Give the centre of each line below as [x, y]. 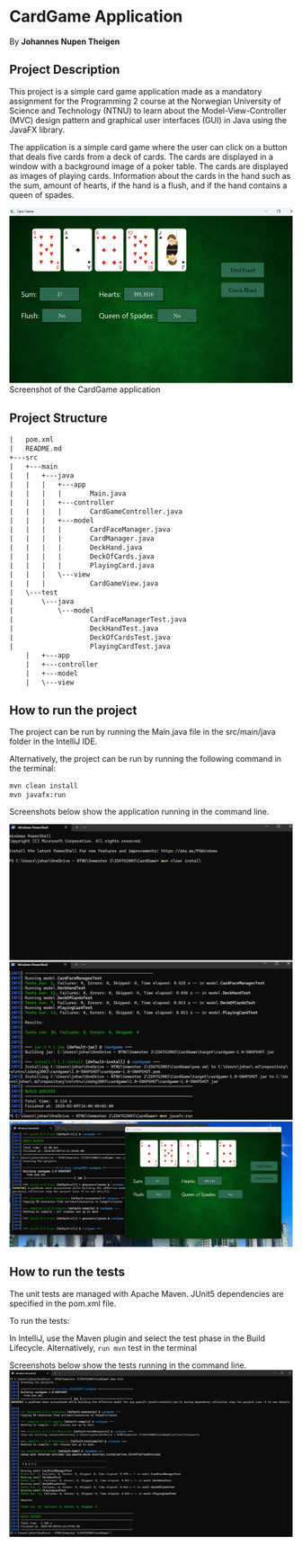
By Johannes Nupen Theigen [65, 41]
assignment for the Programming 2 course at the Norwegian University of [145, 101]
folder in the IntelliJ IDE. [53, 742]
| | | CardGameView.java [84, 584]
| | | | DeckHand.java [76, 548]
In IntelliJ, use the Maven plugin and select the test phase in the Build [137, 1338]
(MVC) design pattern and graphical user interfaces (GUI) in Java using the [148, 120]
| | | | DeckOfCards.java [82, 557]
